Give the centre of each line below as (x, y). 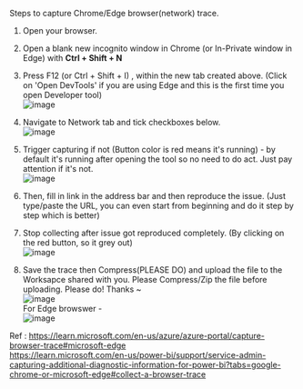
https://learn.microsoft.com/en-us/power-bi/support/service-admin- (138, 355)
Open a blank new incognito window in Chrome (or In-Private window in (157, 48)
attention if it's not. (58, 169)
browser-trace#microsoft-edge (68, 345)
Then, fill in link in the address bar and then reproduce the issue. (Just (154, 196)
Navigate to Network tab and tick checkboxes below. (121, 122)
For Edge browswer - (62, 309)
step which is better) (61, 215)
